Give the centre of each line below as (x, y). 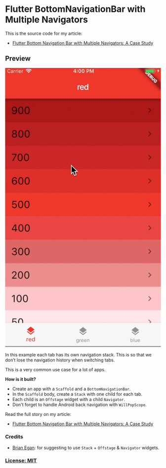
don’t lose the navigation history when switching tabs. (60, 360)
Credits (14, 437)
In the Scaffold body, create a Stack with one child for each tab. (77, 394)
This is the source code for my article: (44, 33)
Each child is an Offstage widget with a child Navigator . (69, 400)
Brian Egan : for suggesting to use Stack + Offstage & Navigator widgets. (86, 448)
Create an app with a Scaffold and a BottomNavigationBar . (71, 389)
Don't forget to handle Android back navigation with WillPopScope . (79, 405)
